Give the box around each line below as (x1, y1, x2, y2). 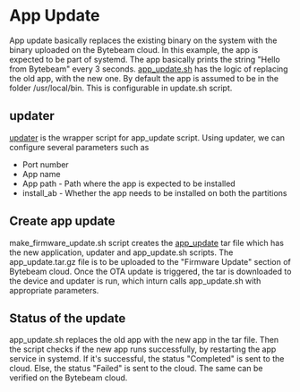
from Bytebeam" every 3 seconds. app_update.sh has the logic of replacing (9, 64, 288, 74)
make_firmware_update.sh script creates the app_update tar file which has (9, 237, 285, 248)
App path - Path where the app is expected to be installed (21, 178, 236, 189)
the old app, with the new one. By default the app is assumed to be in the (9, 72, 279, 83)
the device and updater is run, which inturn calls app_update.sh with (9, 275, 261, 286)
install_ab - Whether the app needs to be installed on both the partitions (21, 187, 287, 198)
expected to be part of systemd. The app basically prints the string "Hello (9, 54, 280, 64)
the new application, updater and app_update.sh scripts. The (9, 247, 234, 258)
